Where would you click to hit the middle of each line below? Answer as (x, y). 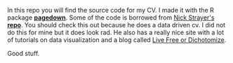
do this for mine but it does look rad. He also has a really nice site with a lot (116, 32)
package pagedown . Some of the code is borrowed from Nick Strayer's (111, 17)
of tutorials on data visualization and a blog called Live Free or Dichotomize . (117, 40)
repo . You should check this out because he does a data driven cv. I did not (116, 25)
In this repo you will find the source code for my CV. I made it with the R (111, 10)
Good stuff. (24, 53)
